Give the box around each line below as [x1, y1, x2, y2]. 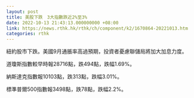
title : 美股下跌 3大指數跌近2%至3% [6, 14, 88, 20]
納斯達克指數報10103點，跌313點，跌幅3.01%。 [6, 73, 122, 80]
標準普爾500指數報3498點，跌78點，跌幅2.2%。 [6, 86, 127, 93]
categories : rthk [6, 31, 50, 37]
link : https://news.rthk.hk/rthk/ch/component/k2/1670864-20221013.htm [6, 25, 188, 31]
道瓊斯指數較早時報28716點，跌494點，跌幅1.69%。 [6, 61, 136, 68]
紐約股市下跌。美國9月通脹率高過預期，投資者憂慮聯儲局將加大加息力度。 [6, 48, 187, 55]
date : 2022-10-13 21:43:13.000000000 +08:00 [6, 20, 119, 26]
